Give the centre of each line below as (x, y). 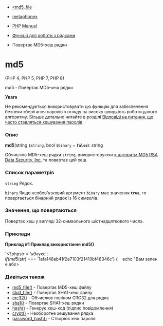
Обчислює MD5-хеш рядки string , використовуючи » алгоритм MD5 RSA (81, 155)
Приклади (18, 234)
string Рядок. (19, 183)
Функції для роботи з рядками (44, 35)
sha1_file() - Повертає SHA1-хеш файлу (52, 293)
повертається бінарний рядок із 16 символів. (52, 198)
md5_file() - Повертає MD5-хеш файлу (52, 287)
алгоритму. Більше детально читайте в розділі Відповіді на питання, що (79, 117)
